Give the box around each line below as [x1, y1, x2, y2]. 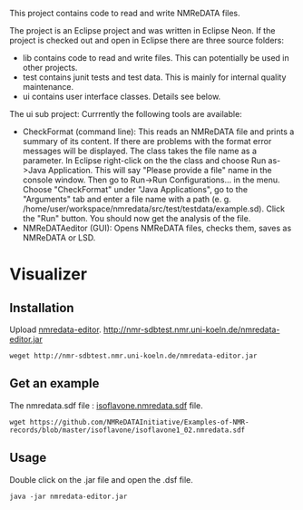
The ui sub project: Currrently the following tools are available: [9, 109, 242, 119]
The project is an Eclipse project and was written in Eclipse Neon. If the [9, 25, 276, 35]
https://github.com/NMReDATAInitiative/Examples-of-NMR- [29, 417, 249, 427]
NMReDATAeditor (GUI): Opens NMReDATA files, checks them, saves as [22, 222, 292, 233]
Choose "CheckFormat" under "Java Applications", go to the [22, 184, 248, 194]
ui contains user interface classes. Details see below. [22, 91, 221, 102]
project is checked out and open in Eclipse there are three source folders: [9, 35, 284, 45]
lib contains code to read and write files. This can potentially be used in [22, 53, 289, 63]
